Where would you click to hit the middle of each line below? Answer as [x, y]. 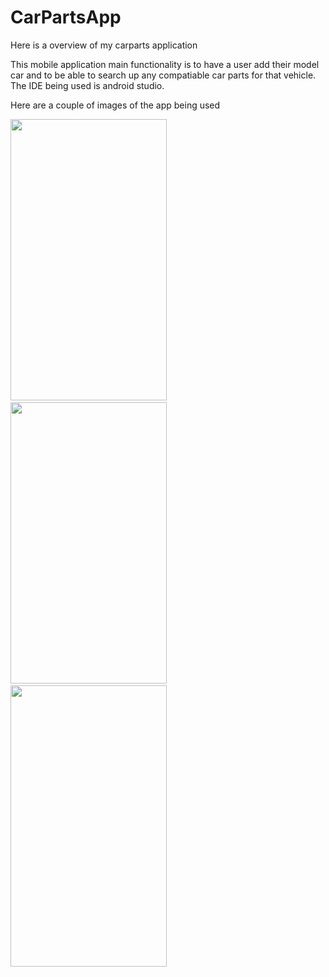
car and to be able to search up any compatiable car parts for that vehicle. [163, 75]
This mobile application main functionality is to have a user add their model [165, 64]
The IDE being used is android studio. [87, 85]
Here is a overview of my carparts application [104, 45]
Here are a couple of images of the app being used [115, 105]
